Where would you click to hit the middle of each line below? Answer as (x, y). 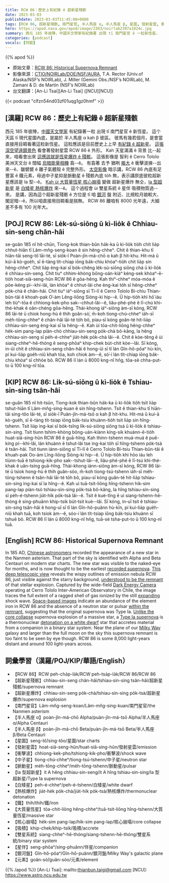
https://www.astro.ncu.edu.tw (36, 875)
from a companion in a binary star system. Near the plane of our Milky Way (83, 628)
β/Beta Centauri (29, 735)
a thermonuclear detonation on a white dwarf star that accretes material (80, 622)
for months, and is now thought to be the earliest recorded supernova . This (83, 569)
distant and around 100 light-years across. (49, 644)
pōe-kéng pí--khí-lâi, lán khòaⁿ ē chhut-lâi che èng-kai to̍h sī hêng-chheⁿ (81, 285)
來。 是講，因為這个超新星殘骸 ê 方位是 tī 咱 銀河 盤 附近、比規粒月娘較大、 (83, 194)
